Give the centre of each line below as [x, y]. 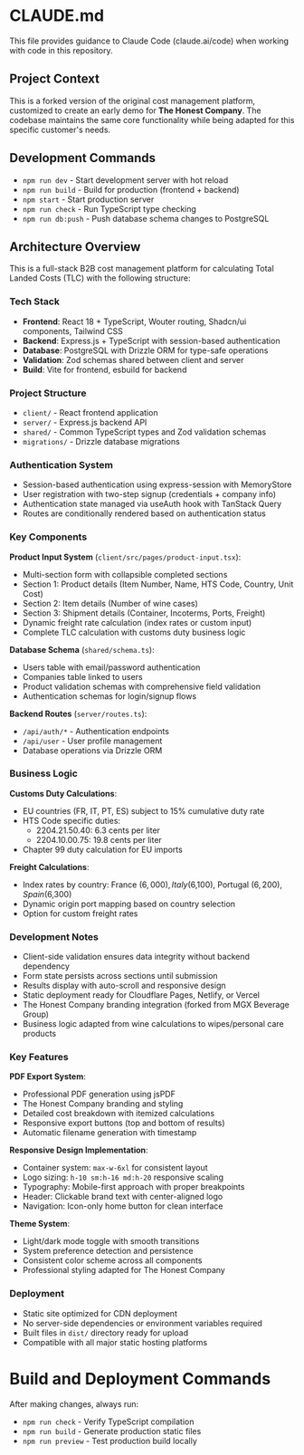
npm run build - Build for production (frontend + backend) [131, 189]
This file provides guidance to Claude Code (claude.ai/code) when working [149, 41]
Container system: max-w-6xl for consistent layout [115, 1168]
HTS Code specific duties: [71, 820]
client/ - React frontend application [90, 412]
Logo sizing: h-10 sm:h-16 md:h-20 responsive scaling [123, 1177]
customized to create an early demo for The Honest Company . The [135, 110]
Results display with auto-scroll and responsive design [124, 986]
